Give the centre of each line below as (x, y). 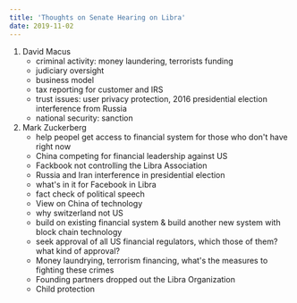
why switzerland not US (79, 213)
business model (65, 80)
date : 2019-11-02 (42, 26)
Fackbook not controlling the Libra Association (121, 165)
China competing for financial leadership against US (132, 156)
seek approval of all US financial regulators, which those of (144, 241)
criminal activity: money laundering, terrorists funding (135, 61)
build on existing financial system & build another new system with (158, 222)
